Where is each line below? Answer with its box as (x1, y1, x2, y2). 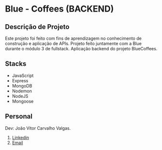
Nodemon (12, 88, 32, 94)
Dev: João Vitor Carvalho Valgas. (5, 125, 71, 131)
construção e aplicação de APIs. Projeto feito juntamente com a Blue (5, 41, 142, 46)
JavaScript (12, 73, 34, 78)
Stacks (5, 60, 27, 68)
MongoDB (12, 83, 32, 89)
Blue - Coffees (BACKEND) (5, 3, 114, 15)
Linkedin (12, 135, 29, 140)
